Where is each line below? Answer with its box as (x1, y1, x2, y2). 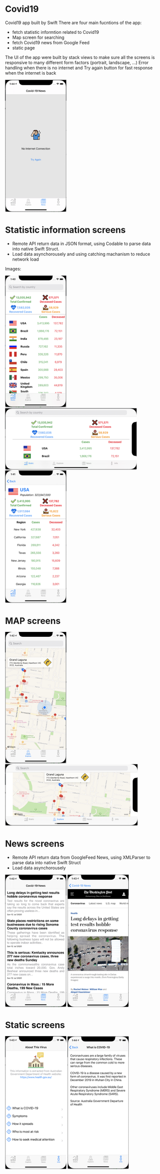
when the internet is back (5, 70, 56, 76)
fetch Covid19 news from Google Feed (12, 39, 90, 45)
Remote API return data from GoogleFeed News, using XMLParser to (12, 854, 151, 860)
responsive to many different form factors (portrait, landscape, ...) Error (5, 59, 149, 65)
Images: (5, 266, 22, 272)
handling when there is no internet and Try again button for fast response (5, 65, 153, 71)
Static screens (5, 1020, 65, 1031)
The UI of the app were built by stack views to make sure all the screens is (5, 54, 155, 60)
